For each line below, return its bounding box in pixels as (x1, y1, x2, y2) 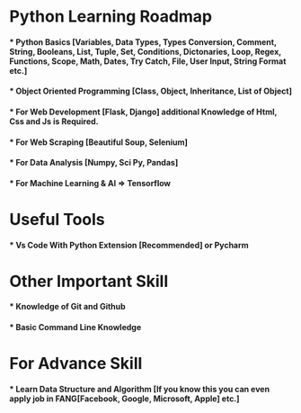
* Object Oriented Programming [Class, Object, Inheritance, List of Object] (9, 85, 292, 96)
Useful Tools (9, 209, 105, 229)
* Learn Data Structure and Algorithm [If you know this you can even (9, 383, 270, 394)
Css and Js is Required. (9, 115, 99, 127)
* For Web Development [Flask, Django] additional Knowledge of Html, (9, 106, 278, 117)
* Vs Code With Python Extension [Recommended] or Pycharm (9, 239, 249, 250)
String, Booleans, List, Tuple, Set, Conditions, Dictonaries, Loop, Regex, (9, 46, 281, 57)
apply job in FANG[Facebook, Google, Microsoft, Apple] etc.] (9, 393, 240, 404)
